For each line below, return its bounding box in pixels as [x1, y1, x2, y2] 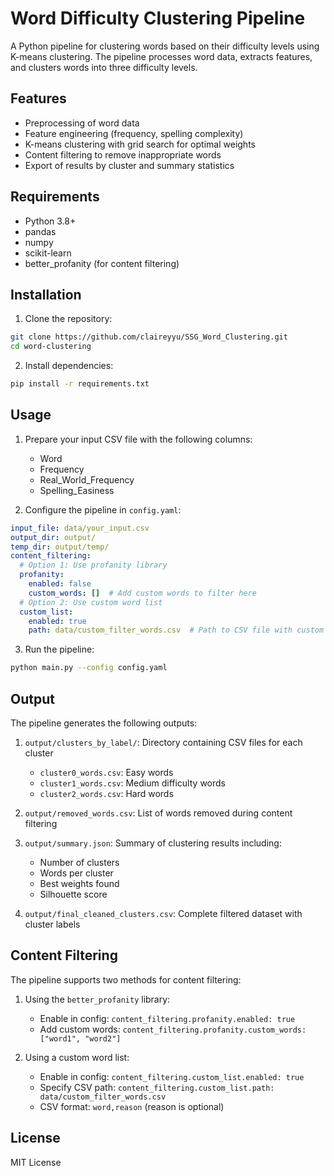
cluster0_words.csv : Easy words [39, 767, 174, 778]
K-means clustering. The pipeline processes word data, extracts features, [10, 50, 313, 62]
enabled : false [28, 579, 92, 589]
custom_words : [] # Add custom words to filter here [28, 588, 257, 598]
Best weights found [39, 878, 120, 889]
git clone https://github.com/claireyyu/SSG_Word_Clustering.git [10, 332, 288, 342]
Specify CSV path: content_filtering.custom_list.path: [39, 1081, 275, 1093]
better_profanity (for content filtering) [24, 257, 180, 269]
